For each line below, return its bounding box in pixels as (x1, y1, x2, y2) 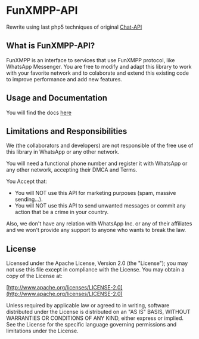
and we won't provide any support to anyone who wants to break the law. (6, 227, 186, 234)
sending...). (14, 196, 43, 203)
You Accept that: (6, 178, 48, 185)
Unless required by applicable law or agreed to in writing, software (6, 302, 170, 309)
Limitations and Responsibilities (6, 126, 128, 136)
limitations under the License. (6, 327, 79, 335)
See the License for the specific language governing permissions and (6, 321, 177, 328)
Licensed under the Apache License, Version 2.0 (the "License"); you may (6, 259, 188, 267)
